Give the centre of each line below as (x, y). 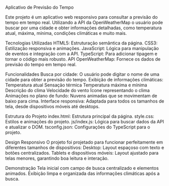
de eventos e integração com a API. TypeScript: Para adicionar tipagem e (81, 54)
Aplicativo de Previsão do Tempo (40, 7)
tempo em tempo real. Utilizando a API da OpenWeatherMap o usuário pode (84, 22)
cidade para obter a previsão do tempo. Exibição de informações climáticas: (84, 80)
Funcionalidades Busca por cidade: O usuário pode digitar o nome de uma (82, 74)
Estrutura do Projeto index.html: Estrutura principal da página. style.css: (80, 116)
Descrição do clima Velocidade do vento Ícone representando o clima (77, 90)
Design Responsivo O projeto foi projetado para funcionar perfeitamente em (84, 142)
